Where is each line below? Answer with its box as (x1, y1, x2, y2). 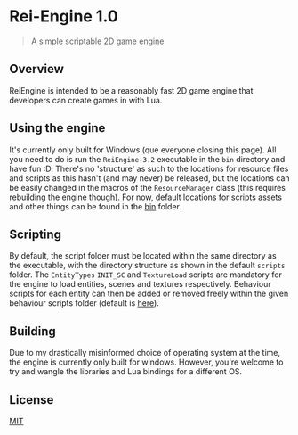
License (9, 392, 54, 407)
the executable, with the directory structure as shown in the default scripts (9, 260, 286, 271)
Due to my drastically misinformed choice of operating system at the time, (9, 348, 281, 358)
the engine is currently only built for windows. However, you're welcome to (9, 357, 284, 367)
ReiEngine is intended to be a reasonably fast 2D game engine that (9, 85, 254, 95)
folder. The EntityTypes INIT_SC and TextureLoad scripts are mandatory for (9, 269, 283, 280)
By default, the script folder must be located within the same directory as (9, 250, 278, 261)
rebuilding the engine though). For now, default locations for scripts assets (9, 192, 283, 202)
